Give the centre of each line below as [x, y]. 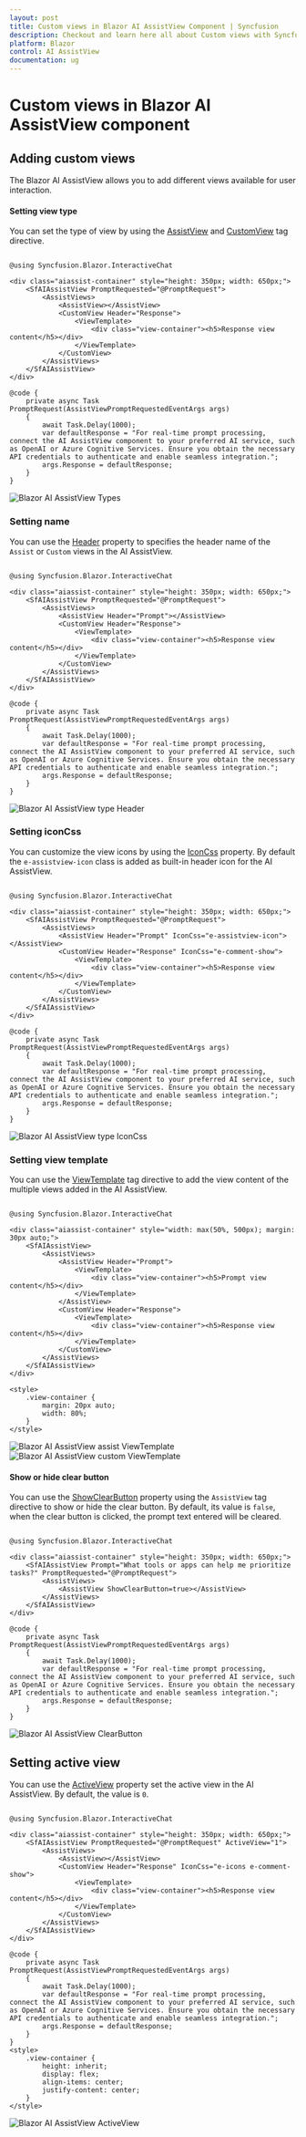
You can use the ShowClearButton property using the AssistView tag [138, 1498]
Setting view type [43, 211]
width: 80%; [65, 1414]
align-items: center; [83, 2082]
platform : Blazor [42, 43]
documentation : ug [44, 60]
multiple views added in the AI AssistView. [88, 1189]
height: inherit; [75, 2067]
